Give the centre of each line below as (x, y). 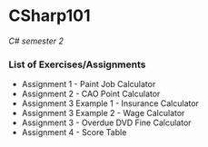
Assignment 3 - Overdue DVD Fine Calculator (106, 122)
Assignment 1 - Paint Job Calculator (89, 84)
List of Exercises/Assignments (77, 64)
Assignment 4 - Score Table (74, 132)
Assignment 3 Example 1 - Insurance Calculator (110, 103)
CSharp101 (50, 16)
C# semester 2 (36, 41)
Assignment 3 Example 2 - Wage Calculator (103, 113)
